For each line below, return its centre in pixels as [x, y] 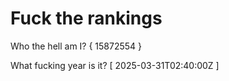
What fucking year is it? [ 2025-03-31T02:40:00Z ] [115, 65]
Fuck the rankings [86, 18]
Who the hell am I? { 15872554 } [76, 46]
